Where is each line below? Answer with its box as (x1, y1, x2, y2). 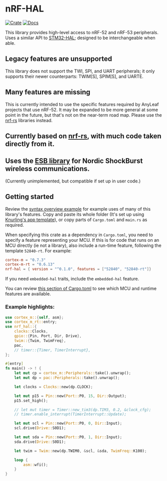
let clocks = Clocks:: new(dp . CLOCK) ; (14, 384, 93, 390)
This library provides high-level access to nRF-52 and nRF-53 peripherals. (5, 29, 159, 35)
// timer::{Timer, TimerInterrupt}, (14, 347, 91, 352)
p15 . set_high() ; (14, 398, 49, 403)
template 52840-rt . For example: (5, 247, 72, 254)
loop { (14, 457, 28, 462)
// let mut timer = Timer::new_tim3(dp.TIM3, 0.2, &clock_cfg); (14, 407, 151, 412)
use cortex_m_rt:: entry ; (5, 320, 57, 325)
